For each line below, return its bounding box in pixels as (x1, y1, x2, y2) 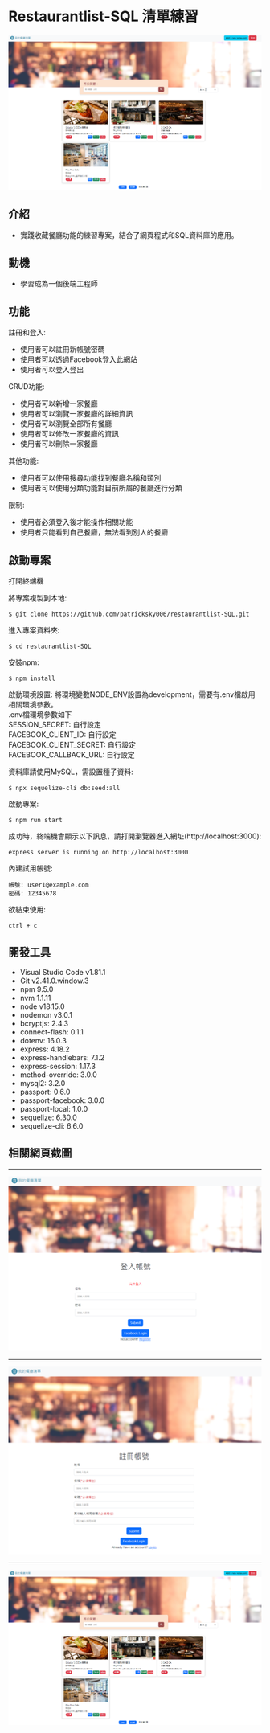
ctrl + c (8, 922, 38, 930)
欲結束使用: (8, 905, 47, 915)
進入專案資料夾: (8, 625, 60, 635)
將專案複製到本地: (8, 593, 67, 603)
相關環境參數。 (8, 700, 58, 710)
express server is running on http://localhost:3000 (8, 849, 189, 857)
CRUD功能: (8, 382, 45, 391)
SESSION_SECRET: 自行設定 (8, 720, 102, 730)
